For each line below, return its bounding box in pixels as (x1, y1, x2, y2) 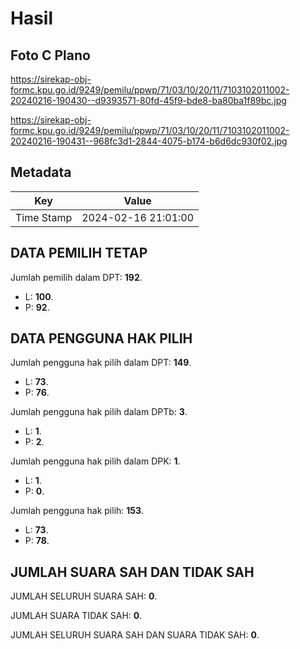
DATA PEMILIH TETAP (10, 245, 148, 262)
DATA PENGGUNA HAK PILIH (10, 330, 193, 347)
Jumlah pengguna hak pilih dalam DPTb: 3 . (10, 406, 188, 418)
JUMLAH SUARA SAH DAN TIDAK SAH (10, 563, 255, 581)
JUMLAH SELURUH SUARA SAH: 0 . (10, 590, 158, 602)
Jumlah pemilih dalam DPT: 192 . (10, 271, 143, 283)
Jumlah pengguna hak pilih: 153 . (10, 505, 145, 517)
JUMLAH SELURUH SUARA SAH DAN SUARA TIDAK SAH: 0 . (10, 629, 260, 641)
